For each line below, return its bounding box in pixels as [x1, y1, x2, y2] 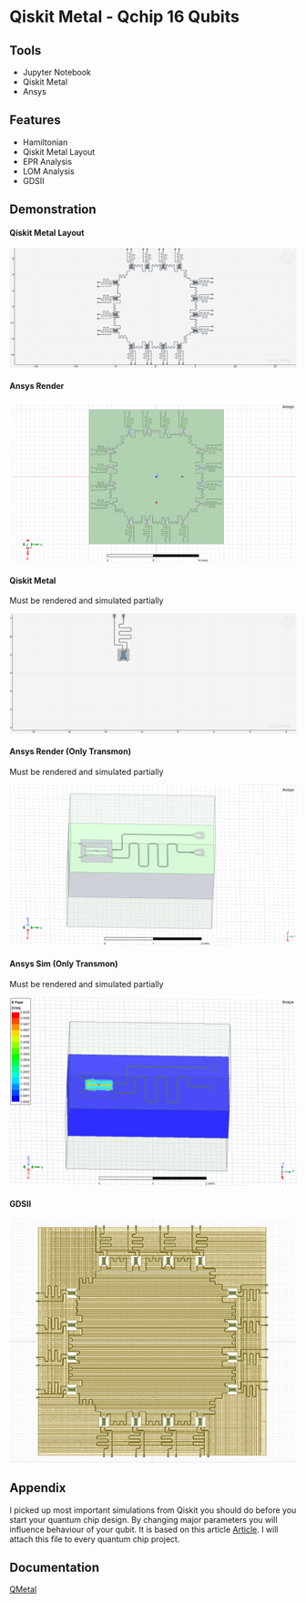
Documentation [9, 1559, 100, 1575]
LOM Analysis [22, 166, 75, 177]
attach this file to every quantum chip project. [9, 1533, 180, 1545]
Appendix [9, 1480, 66, 1496]
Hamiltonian [22, 137, 68, 148]
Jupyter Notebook [22, 66, 91, 77]
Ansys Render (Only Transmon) [9, 746, 132, 757]
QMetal [9, 1584, 37, 1595]
